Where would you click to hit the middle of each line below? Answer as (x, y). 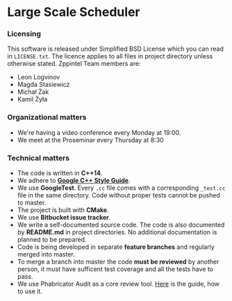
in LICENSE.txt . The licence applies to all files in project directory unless (110, 56)
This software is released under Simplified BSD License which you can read (115, 49)
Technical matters (39, 158)
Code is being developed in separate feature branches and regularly (116, 247)
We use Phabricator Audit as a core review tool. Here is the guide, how (118, 284)
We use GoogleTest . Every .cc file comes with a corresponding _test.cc (121, 188)
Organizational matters (47, 117)
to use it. (30, 291)
